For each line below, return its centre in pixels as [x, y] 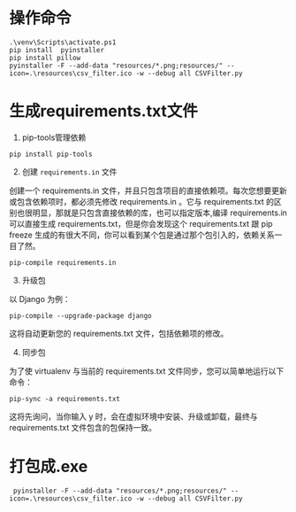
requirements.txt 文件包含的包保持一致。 [83, 427]
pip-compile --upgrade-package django [80, 315]
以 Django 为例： [40, 299]
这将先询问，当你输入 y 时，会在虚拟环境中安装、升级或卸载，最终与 [133, 416]
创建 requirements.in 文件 [69, 171]
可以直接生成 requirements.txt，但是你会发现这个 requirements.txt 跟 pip [141, 223]
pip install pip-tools [51, 154]
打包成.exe [49, 467]
